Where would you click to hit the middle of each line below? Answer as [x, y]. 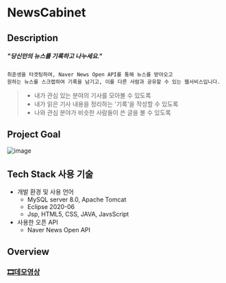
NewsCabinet [47, 13]
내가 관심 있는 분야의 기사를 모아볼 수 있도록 [92, 95]
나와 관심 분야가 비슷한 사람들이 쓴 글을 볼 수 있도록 [102, 112]
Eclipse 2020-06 [51, 207]
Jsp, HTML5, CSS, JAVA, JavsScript [78, 214]
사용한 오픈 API [37, 222]
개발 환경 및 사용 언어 [45, 192]
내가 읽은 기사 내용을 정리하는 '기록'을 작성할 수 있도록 [106, 103]
